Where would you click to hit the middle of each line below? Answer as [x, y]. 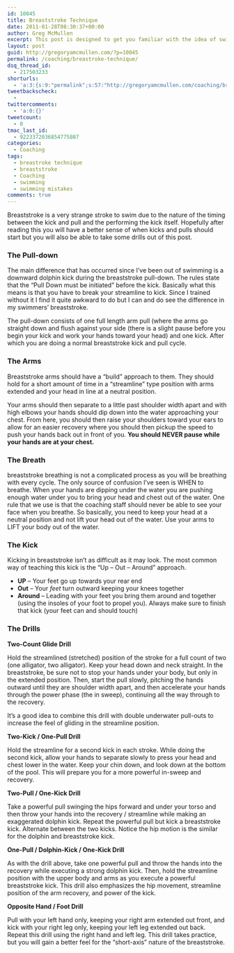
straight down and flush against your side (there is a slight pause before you [117, 328]
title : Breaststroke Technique [53, 20]
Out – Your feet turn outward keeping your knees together [101, 588]
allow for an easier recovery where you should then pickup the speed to [110, 427]
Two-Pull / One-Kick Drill [44, 793]
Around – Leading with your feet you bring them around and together [117, 596]
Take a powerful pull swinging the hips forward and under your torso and [112, 807]
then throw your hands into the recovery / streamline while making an [107, 814]
